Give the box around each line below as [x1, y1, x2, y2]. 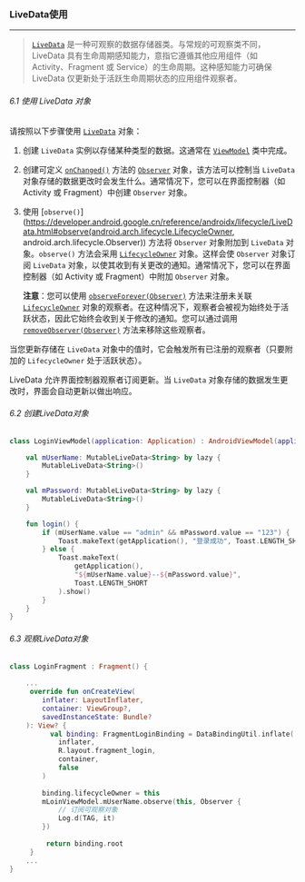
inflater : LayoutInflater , [42, 696, 144, 705]
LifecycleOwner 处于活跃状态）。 [26, 354, 147, 365]
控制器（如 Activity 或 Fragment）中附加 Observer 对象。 [22, 271, 234, 282]
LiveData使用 [9, 7, 68, 20]
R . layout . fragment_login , [57, 747, 156, 756]
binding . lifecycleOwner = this [42, 788, 161, 798]
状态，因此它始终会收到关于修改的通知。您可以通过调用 [30, 312, 238, 323]
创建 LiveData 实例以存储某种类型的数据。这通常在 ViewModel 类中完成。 [22, 144, 292, 155]
